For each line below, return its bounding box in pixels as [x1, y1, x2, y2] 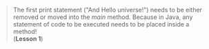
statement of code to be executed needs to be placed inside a [12, 20, 190, 28]
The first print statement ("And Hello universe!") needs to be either [12, 6, 203, 14]
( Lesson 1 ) [12, 35, 43, 43]
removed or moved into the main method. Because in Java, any [12, 13, 193, 21]
